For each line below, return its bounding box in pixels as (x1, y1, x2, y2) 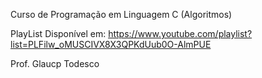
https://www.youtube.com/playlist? (108, 28, 253, 39)
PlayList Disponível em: (10, 28, 107, 39)
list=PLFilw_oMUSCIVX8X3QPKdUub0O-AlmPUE (10, 39, 212, 50)
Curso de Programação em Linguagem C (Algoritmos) (10, 9, 233, 20)
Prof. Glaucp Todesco (10, 58, 100, 69)
